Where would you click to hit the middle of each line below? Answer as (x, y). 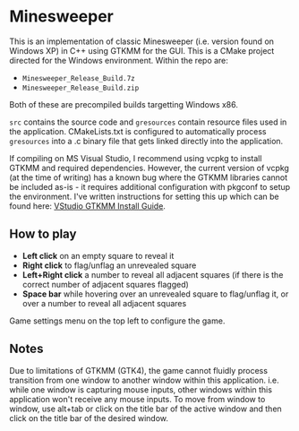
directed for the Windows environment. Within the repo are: (119, 60)
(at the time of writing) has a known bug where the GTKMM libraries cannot (149, 177)
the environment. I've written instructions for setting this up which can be (144, 196)
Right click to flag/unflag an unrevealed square (109, 265)
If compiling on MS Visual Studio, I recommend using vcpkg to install (136, 158)
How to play (43, 234)
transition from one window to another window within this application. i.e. (144, 380)
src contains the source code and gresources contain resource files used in (148, 122)
